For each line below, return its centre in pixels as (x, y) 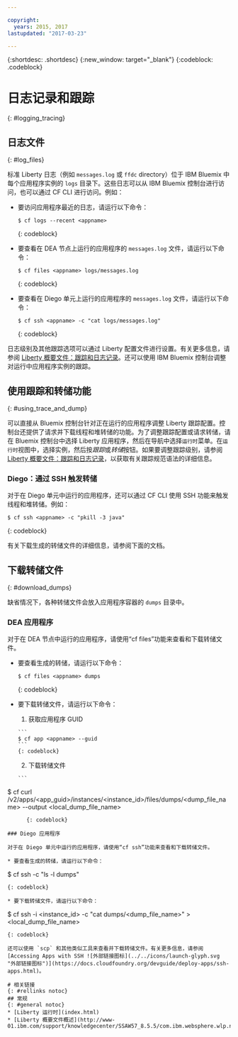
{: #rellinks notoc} (38, 991)
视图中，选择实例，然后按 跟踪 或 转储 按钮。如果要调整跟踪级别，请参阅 (120, 449)
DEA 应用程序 (30, 622)
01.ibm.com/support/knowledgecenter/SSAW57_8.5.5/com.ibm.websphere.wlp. (119, 1026)
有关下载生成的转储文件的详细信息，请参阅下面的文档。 (88, 545)
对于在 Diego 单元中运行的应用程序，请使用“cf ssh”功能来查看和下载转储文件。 (110, 848)
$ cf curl (20, 792)
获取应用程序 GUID (56, 719)
